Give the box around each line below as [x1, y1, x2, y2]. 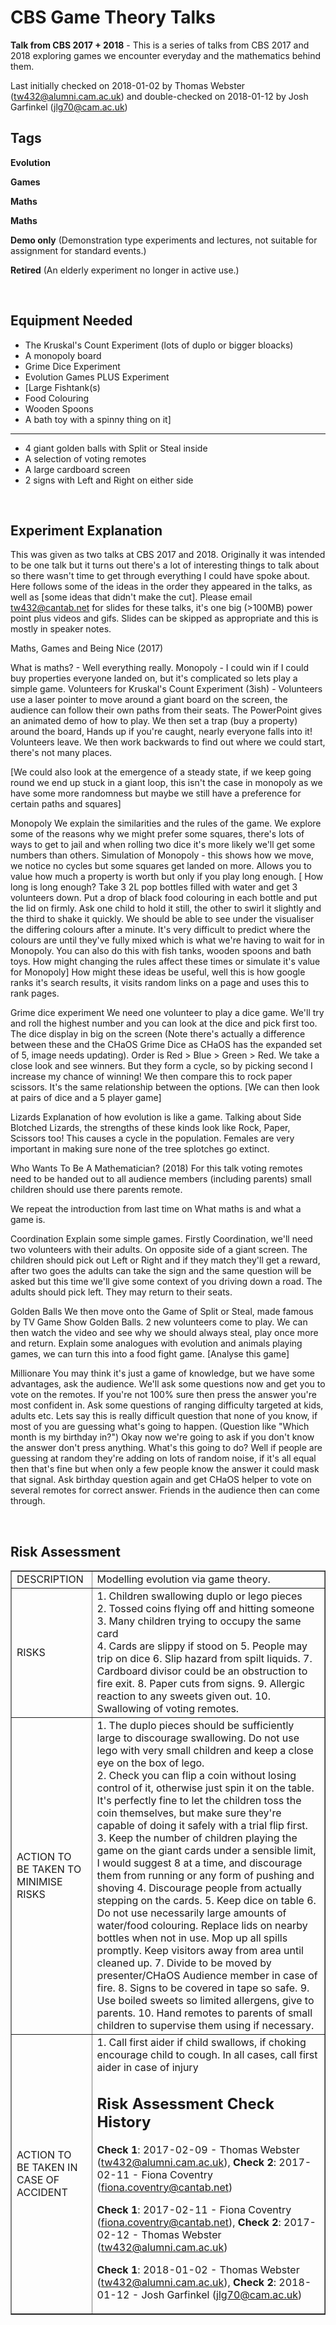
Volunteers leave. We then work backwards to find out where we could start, [10, 736, 326, 748]
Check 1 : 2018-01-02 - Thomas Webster [96, 2262, 300, 2276]
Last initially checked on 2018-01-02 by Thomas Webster [10, 79, 246, 91]
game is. [10, 1214, 46, 1226]
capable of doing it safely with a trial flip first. [96, 1819, 308, 1833]
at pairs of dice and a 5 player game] [10, 1092, 162, 1104]
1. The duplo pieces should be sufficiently [96, 1719, 295, 1733]
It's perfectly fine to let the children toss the [96, 1794, 302, 1808]
